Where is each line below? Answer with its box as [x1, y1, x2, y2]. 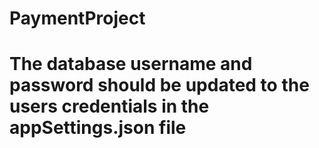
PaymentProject [9, 7, 146, 30]
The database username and [9, 53, 253, 76]
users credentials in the [9, 95, 210, 118]
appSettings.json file [9, 117, 187, 139]
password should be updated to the [9, 74, 310, 97]
